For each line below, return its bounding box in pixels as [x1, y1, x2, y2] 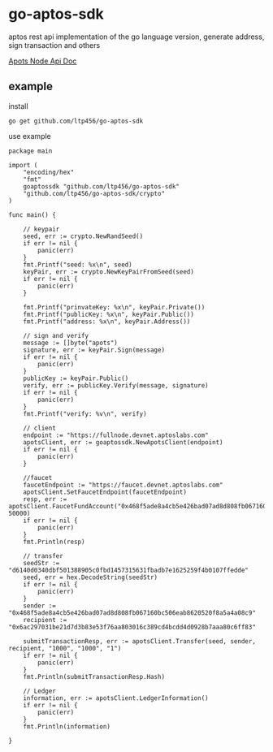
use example [8, 131, 51, 140]
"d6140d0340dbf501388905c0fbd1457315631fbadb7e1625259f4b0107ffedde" [8, 566, 249, 574]
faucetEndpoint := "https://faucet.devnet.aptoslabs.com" [23, 481, 223, 489]
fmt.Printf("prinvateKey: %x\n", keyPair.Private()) [23, 303, 206, 311]
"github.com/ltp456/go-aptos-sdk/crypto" [23, 189, 165, 197]
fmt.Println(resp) [23, 538, 85, 546]
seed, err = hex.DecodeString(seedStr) [23, 573, 158, 581]
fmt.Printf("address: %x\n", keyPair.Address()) [23, 318, 191, 326]
